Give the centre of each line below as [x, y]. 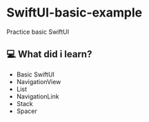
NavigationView [39, 81]
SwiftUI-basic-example [74, 13]
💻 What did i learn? [49, 54]
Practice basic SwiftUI [38, 32]
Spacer [27, 111]
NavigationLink [38, 96]
